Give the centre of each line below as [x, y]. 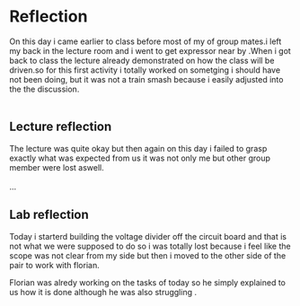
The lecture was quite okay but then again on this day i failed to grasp [138, 148]
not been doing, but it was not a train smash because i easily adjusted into [146, 79]
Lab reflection [49, 215]
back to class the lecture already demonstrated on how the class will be [142, 60]
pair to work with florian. [55, 265]
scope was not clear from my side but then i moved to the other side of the [148, 255]
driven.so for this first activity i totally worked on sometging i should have [145, 70]
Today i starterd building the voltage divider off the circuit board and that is [148, 236]
